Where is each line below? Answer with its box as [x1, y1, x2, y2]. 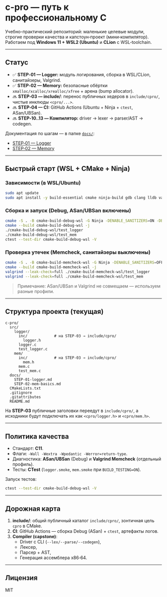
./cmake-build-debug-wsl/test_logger [5, 228, 83, 233]
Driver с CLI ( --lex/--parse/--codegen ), [19, 539, 101, 545]
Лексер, [19, 544, 37, 550]
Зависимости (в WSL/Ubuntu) [5, 179, 81, 186]
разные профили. [17, 288, 55, 294]
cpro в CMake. [12, 523, 42, 529]
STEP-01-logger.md [14, 377, 52, 382]
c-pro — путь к [5, 1, 69, 13]
